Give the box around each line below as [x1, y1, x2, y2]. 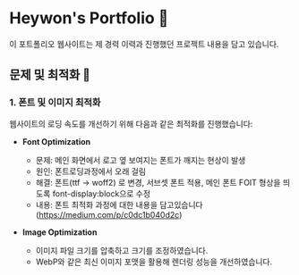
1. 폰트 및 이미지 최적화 [9, 96, 101, 109]
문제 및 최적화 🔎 [9, 67, 91, 83]
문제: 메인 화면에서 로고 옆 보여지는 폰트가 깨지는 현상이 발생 [35, 154, 246, 165]
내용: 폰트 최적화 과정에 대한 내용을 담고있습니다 [35, 199, 203, 210]
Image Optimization [21, 227, 98, 237]
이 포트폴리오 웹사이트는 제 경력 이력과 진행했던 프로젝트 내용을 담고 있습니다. [9, 38, 279, 49]
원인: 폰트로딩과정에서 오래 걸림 [35, 165, 146, 177]
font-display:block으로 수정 [52, 187, 150, 199]
